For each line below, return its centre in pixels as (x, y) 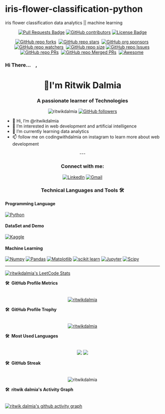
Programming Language (30, 204)
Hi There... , (21, 65)
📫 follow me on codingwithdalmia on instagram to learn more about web (86, 137)
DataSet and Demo (25, 226)
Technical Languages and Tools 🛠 (82, 190)
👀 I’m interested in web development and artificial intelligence (74, 126)
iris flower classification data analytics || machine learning (64, 23)
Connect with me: (82, 166)
